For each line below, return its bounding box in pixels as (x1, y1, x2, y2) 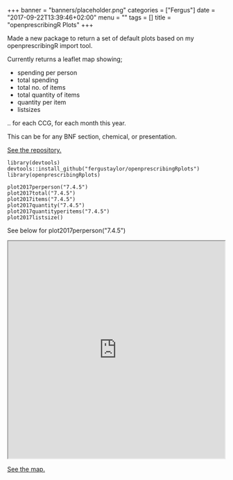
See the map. (7, 465, 45, 473)
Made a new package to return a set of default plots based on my (7, 34, 194, 42)
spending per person (17, 69, 78, 77)
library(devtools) (7, 159, 60, 166)
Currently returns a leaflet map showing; (7, 55, 123, 63)
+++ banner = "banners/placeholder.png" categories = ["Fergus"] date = (7, 6, 216, 14)
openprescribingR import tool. (7, 42, 93, 49)
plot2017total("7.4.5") (7, 190, 76, 197)
